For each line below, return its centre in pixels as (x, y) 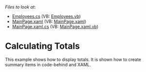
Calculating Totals (43, 46)
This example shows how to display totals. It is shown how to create (73, 59)
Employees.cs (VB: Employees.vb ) (46, 16)
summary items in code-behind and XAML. (48, 64)
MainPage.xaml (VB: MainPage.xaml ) (49, 22)
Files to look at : (20, 7)
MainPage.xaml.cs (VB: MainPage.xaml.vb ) (55, 27)
